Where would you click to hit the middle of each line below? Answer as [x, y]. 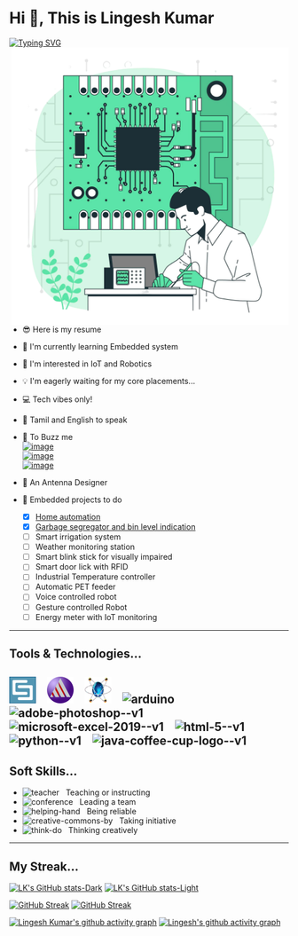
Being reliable [112, 812]
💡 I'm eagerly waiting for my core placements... [109, 381]
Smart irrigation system [78, 537]
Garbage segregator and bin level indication [115, 527]
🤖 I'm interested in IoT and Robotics [87, 364]
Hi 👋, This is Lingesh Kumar [112, 18]
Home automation [68, 516]
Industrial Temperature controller [95, 577]
